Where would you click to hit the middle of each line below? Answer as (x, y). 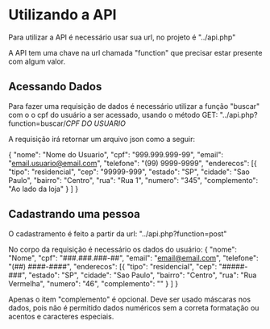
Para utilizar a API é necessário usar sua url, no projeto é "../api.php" (122, 37)
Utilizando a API (62, 15)
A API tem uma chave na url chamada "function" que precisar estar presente (135, 52)
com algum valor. (37, 61)
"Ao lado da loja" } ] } (44, 189)
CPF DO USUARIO (96, 123)
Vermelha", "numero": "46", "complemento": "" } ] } (93, 283)
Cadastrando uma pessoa (75, 214)
